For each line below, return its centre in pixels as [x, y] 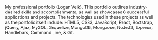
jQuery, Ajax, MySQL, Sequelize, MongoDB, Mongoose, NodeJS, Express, [79, 27]
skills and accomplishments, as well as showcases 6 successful [85, 12]
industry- [138, 7]
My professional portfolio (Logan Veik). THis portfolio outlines [67, 7]
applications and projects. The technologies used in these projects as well [79, 17]
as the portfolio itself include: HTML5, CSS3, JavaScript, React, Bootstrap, [79, 22]
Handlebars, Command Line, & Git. [40, 33]
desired [13, 12]
